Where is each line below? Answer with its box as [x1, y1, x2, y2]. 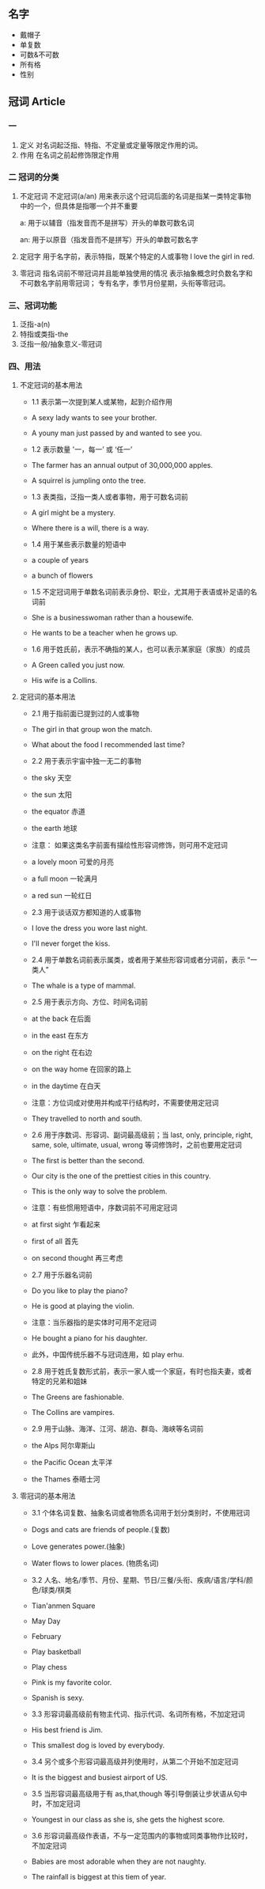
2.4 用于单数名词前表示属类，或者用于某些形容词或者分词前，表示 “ [31, 955, 251, 965]
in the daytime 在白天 [31, 1081, 101, 1091]
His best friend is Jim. [31, 1725, 103, 1735]
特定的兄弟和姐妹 [31, 1376, 88, 1386]
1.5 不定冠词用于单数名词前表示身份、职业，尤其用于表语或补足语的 [31, 587, 251, 597]
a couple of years [31, 556, 89, 565]
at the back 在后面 [31, 1014, 92, 1023]
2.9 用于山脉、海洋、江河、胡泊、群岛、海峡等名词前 [31, 1424, 204, 1434]
